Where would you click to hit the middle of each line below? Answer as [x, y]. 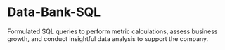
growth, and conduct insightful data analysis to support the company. [108, 38]
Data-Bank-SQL [54, 12]
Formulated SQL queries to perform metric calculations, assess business [112, 31]
